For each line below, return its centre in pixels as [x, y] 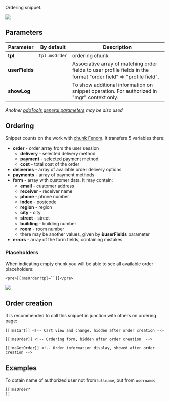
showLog [19, 91]
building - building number [48, 223]
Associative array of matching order [115, 64]
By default [53, 47]
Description [117, 47]
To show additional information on [113, 85]
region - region [36, 207]
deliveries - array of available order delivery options [67, 169]
